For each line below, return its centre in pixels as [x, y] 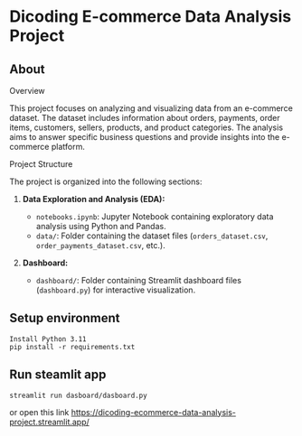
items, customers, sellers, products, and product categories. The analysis [146, 127]
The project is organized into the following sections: [106, 181]
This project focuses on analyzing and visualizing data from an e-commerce [151, 108]
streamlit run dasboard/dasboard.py [78, 395]
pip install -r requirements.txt [72, 347]
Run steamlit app [58, 375]
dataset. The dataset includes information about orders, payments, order [145, 118]
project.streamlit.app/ [50, 422]
